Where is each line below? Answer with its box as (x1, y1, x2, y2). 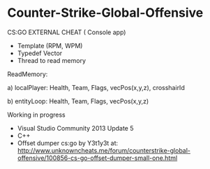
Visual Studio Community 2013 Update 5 (17, 124, 134, 132)
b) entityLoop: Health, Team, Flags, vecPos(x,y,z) (7, 96, 149, 105)
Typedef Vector (17, 49, 63, 57)
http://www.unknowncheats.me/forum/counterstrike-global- (17, 146, 190, 154)
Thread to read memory (17, 56, 86, 64)
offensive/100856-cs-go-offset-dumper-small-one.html (17, 154, 178, 162)
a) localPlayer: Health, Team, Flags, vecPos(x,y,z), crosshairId (7, 83, 185, 91)
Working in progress (7, 110, 66, 119)
